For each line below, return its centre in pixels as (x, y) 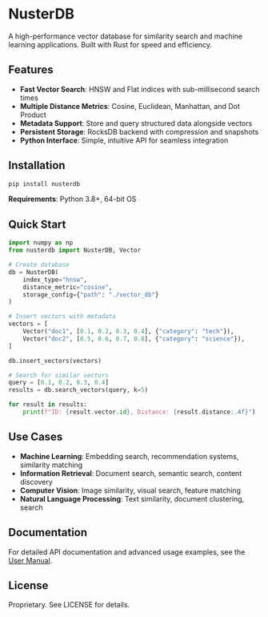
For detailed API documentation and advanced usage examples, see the (127, 552)
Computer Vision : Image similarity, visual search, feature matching (130, 490)
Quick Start (37, 224)
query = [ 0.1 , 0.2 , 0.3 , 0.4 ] (59, 383)
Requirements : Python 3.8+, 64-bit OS (72, 199)
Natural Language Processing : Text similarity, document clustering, (132, 498)
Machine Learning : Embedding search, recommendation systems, (129, 456)
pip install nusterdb (44, 184)
